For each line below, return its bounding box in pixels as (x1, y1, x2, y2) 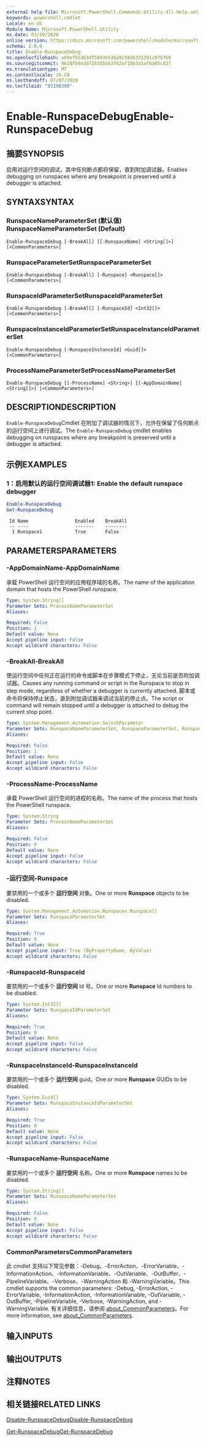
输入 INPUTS (6, 1331, 53, 1342)
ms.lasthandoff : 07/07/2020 (6, 77, 78, 83)
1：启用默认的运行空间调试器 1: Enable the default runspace (6, 480, 183, 487)
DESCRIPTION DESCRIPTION (6, 402, 116, 413)
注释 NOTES (6, 1377, 51, 1387)
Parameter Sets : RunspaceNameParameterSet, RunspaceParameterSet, (6, 725, 180, 732)
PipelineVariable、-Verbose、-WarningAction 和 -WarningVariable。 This (6, 1277, 190, 1285)
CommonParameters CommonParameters (6, 1247, 133, 1256)
